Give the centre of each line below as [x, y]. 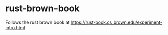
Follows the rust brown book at [37, 22]
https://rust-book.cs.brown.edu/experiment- [117, 22]
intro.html [15, 27]
